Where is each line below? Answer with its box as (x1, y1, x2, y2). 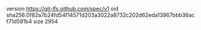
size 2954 (33, 18, 59, 25)
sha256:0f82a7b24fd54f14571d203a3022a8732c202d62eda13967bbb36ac (6, 11, 195, 19)
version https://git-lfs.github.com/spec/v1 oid (6, 5, 119, 12)
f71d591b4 (6, 18, 32, 25)
